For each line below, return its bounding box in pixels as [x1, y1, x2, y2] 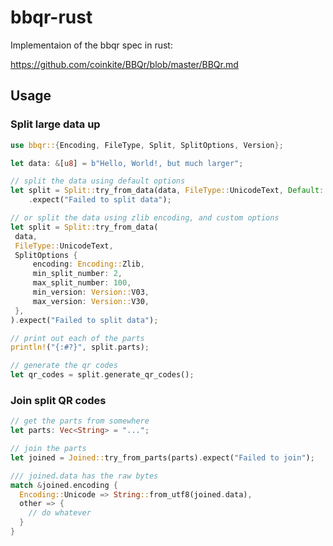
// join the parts [10, 444, 87, 454]
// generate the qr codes [10, 361, 118, 371]
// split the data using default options [10, 176, 186, 186]
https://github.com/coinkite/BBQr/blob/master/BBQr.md [10, 58, 239, 70]
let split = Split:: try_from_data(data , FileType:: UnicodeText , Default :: [10, 186, 329, 196]
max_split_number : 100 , [32, 278, 132, 288]
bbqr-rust [10, 6, 93, 29]
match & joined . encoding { [10, 480, 118, 490]
